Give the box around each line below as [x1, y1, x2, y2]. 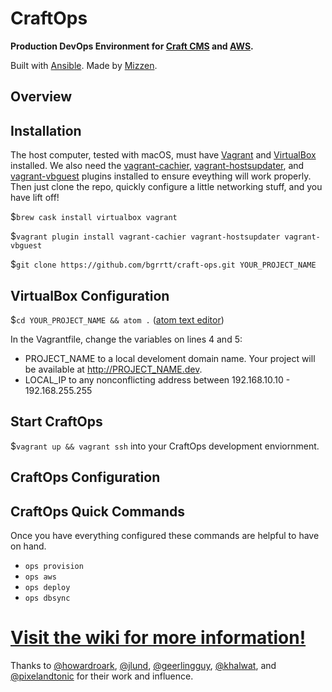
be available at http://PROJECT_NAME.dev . [24, 363, 203, 375]
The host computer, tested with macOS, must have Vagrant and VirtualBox [10, 149, 317, 161]
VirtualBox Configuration [10, 287, 170, 304]
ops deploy [24, 582, 71, 592]
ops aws [24, 572, 57, 582]
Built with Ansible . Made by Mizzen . [10, 59, 158, 71]
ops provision [24, 561, 84, 571]
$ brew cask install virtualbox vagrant [10, 211, 178, 223]
